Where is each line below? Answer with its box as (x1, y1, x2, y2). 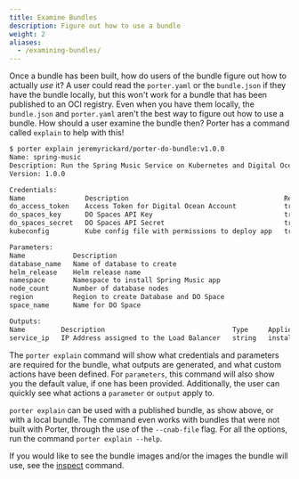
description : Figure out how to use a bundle (9, 21, 181, 30)
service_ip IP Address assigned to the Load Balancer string (9, 333, 256, 343)
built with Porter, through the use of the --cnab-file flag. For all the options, (9, 424, 287, 434)
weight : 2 (9, 29, 46, 38)
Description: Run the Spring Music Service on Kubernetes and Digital (9, 161, 277, 170)
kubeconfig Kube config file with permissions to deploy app (9, 227, 273, 236)
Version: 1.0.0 (9, 169, 66, 178)
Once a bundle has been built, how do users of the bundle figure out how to (9, 70, 287, 81)
